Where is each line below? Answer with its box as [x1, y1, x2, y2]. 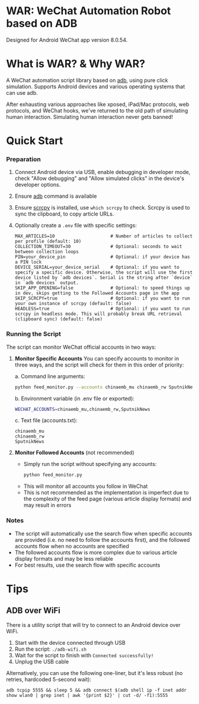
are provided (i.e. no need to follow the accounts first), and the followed [14, 536, 190, 543]
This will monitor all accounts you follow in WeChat [23, 483, 148, 490]
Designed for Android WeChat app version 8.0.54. [6, 36, 128, 43]
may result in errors [23, 502, 72, 509]
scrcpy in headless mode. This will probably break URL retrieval [14, 311, 182, 317]
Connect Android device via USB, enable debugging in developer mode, [14, 169, 191, 176]
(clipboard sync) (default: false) [14, 316, 103, 322]
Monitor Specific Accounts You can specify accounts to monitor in [14, 355, 179, 362]
